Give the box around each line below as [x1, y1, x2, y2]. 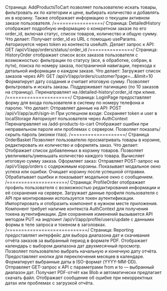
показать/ [139, 126, 161, 132]
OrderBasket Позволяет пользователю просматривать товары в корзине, [5, 137, 161, 143]
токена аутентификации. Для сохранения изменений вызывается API [5, 211, 153, 217]
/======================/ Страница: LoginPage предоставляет [5, 94, 152, 100]
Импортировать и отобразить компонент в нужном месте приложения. [5, 201, 158, 206]
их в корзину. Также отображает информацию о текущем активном [5, 15, 150, 20]
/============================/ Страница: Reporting [5, 227, 134, 233]
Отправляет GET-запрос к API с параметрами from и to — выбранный [5, 264, 155, 270]
